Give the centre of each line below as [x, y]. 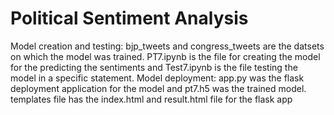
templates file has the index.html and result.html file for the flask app [151, 99]
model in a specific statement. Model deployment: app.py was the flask [157, 78]
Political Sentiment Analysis [129, 18]
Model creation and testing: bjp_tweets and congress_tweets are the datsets [167, 46]
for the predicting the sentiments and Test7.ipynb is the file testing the [154, 67]
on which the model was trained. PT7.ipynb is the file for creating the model [165, 56]
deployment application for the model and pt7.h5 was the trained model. [158, 88]
